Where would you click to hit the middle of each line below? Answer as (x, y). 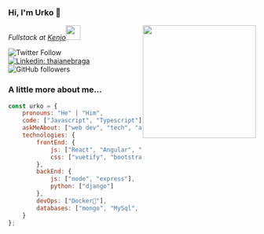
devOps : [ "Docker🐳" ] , (72, 201)
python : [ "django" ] (82, 186)
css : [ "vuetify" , (79, 157)
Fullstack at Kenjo (37, 38)
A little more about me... (55, 90)
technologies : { (49, 135)
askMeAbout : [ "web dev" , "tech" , (77, 128)
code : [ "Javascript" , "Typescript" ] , (84, 121)
